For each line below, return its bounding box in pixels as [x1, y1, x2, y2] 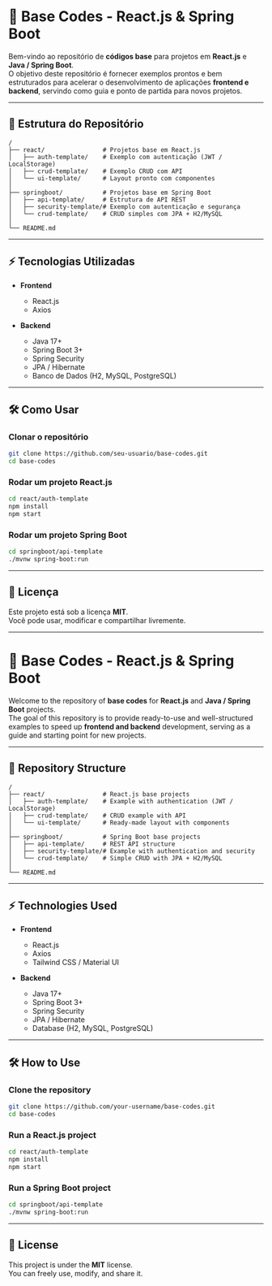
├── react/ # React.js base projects [8, 790, 190, 799]
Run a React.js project [8, 1129, 97, 1141]
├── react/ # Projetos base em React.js [8, 145, 201, 154]
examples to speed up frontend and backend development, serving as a [8, 721, 251, 731]
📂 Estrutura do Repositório [8, 117, 144, 131]
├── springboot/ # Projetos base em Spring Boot [8, 188, 212, 197]
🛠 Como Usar [8, 402, 79, 417]
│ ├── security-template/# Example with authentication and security [8, 847, 255, 855]
